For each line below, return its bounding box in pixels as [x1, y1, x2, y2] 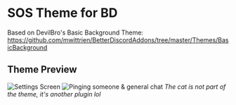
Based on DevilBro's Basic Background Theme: [7, 28, 144, 37]
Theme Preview [7, 63, 77, 75]
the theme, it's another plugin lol [7, 89, 101, 98]
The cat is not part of [164, 82, 226, 91]
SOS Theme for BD [7, 5, 118, 21]
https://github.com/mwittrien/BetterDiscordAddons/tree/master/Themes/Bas [7, 35, 229, 44]
